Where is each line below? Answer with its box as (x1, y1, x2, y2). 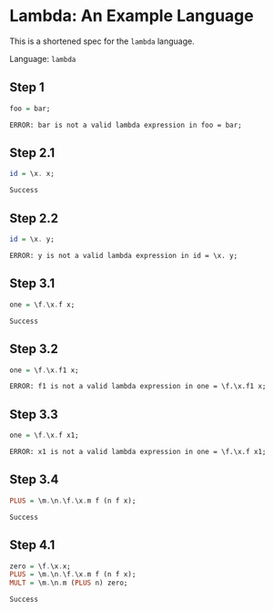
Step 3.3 (9, 407, 59, 422)
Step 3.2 (9, 341, 59, 357)
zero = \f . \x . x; (9, 562, 71, 571)
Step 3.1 (9, 275, 56, 292)
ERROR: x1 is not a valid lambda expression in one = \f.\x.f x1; (9, 448, 267, 457)
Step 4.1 (9, 537, 56, 553)
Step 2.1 (9, 145, 56, 161)
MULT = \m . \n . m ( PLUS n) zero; (9, 578, 128, 588)
